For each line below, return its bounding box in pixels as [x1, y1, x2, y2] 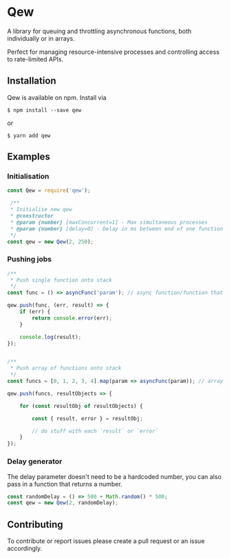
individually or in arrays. [7, 34, 76, 42]
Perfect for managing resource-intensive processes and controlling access [7, 48, 220, 56]
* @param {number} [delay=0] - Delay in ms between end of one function [10, 225, 224, 232]
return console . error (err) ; [32, 315, 112, 322]
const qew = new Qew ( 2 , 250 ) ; [7, 238, 94, 245]
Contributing [7, 518, 63, 530]
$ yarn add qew [7, 132, 51, 139]
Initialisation [7, 172, 50, 182]
